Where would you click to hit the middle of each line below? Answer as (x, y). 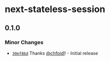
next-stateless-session (55, 9)
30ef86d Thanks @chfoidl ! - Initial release (55, 53)
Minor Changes (24, 42)
